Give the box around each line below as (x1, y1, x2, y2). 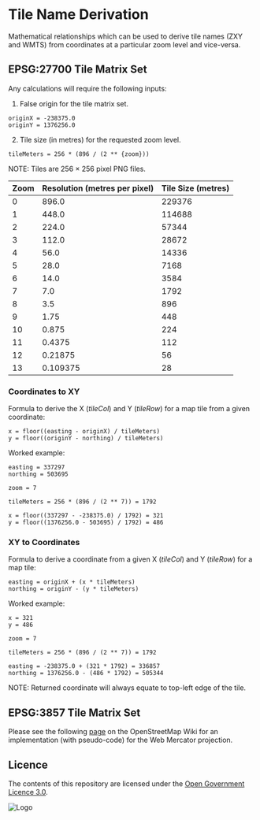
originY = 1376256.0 (8, 121, 76, 129)
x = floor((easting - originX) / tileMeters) (8, 428, 160, 436)
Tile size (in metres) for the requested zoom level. (19, 135, 181, 144)
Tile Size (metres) (161, 183, 230, 194)
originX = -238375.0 (8, 114, 76, 122)
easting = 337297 (8, 463, 65, 472)
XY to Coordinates (8, 536, 80, 547)
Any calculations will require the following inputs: (8, 83, 167, 93)
